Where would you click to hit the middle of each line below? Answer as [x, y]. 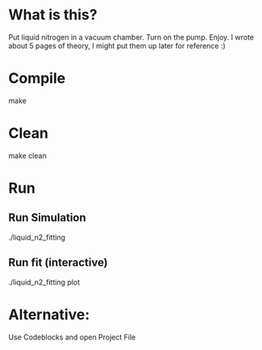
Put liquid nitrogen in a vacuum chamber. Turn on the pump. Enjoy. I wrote [131, 37]
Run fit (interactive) [58, 262]
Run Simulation [47, 218]
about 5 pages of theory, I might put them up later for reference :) [117, 45]
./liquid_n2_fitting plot [44, 282]
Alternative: [49, 314]
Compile [37, 79]
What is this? [53, 15]
